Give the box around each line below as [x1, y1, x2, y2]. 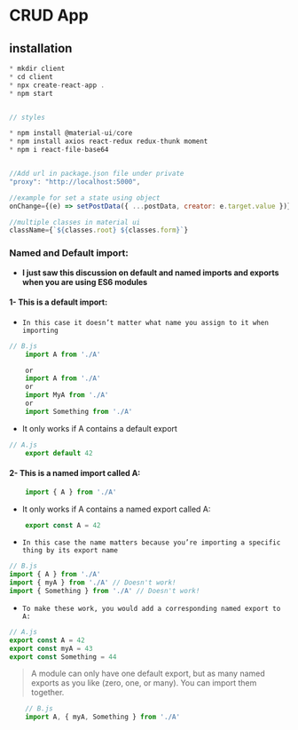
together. [30, 687, 65, 698]
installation [9, 41, 73, 56]
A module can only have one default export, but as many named [30, 668, 266, 679]
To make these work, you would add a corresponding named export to [21, 604, 281, 613]
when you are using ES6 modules [21, 276, 148, 287]
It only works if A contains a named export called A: [21, 504, 211, 514]
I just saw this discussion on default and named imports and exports [21, 267, 279, 278]
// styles [9, 113, 46, 122]
